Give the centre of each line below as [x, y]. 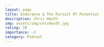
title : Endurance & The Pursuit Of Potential [52, 14]
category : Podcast [24, 37]
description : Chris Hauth [31, 19]
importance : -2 [21, 32]
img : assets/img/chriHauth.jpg [37, 23]
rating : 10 [16, 28]
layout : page [18, 10]
